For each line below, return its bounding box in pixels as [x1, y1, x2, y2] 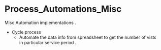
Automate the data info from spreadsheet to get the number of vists [19, 34, 157, 40]
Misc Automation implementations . [4, 20, 76, 25]
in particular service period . [19, 39, 77, 45]
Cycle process [11, 29, 41, 35]
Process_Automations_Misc [4, 3, 122, 15]
